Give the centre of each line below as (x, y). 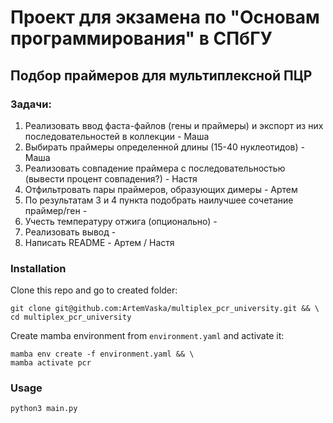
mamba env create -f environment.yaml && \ (102, 354)
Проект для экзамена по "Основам (165, 17)
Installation (38, 268)
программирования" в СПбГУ (141, 38)
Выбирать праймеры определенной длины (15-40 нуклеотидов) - (165, 147)
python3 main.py (44, 409)
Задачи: (31, 104)
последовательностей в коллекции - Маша (117, 136)
